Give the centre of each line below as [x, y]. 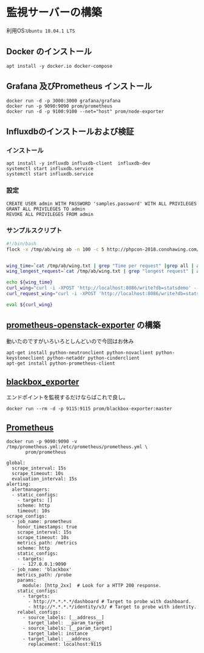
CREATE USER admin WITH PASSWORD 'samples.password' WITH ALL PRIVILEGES [102, 204]
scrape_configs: [27, 516]
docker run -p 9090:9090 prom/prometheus [59, 106]
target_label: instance [58, 634]
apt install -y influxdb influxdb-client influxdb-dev [78, 163]
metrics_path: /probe [44, 575]
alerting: [19, 484]
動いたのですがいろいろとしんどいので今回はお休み [70, 341]
